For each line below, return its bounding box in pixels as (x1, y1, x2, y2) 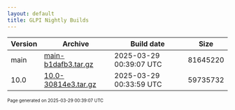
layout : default (7, 10, 55, 17)
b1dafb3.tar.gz (44, 59, 94, 69)
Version (10, 39, 38, 49)
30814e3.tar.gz (44, 79, 97, 89)
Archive (62, 39, 90, 49)
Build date (130, 39, 165, 49)
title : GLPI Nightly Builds (7, 17, 90, 24)
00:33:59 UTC (114, 79, 162, 89)
